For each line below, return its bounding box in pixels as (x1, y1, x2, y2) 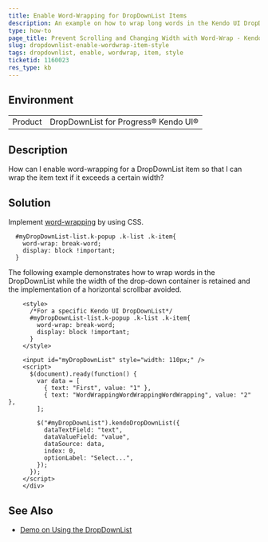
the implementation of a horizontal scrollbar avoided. (8, 285, 182, 294)
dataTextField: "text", (43, 426, 124, 434)
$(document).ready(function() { (29, 370, 137, 378)
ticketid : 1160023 (8, 57, 69, 65)
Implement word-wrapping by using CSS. (8, 217, 144, 227)
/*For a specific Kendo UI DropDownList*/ (29, 307, 173, 316)
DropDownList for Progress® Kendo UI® (49, 116, 199, 127)
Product (12, 116, 42, 127)
